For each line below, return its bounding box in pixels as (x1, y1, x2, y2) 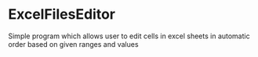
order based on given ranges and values (8, 39, 139, 48)
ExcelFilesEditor (8, 5, 116, 23)
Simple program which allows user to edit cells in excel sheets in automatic (8, 31, 250, 41)
